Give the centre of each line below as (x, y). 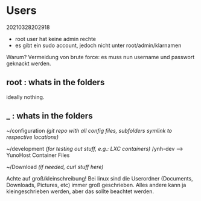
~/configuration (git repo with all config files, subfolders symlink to (89, 130)
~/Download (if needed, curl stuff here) (55, 167)
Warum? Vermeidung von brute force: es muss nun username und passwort (101, 57)
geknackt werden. (29, 63)
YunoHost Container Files (38, 155)
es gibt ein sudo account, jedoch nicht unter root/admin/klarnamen (98, 45)
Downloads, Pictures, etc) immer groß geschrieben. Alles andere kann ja (96, 185)
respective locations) (33, 137)
